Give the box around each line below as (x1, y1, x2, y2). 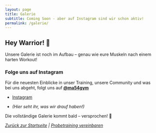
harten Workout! (5, 57, 38, 63)
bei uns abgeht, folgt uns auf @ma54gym (5, 85, 89, 91)
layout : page (5, 7, 31, 12)
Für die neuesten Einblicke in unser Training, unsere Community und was (5, 80, 151, 85)
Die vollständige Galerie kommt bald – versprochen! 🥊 (5, 113, 112, 119)
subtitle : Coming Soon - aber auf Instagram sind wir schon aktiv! (5, 16, 144, 21)
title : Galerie (5, 12, 36, 17)
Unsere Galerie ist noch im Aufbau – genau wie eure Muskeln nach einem (5, 51, 152, 57)
